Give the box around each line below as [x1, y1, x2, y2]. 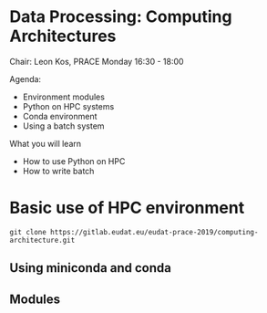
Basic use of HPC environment [9, 198, 245, 218]
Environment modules [22, 91, 105, 102]
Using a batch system [22, 120, 105, 131]
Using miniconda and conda [9, 260, 171, 276]
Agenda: [9, 73, 42, 84]
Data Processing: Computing [9, 6, 232, 27]
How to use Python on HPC [22, 155, 126, 166]
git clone [9, 227, 47, 236]
